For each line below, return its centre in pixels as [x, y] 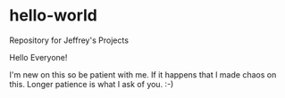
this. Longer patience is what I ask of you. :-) [92, 84]
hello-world [54, 16]
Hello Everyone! [38, 57]
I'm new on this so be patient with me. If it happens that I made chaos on [143, 74]
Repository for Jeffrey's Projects [69, 40]
